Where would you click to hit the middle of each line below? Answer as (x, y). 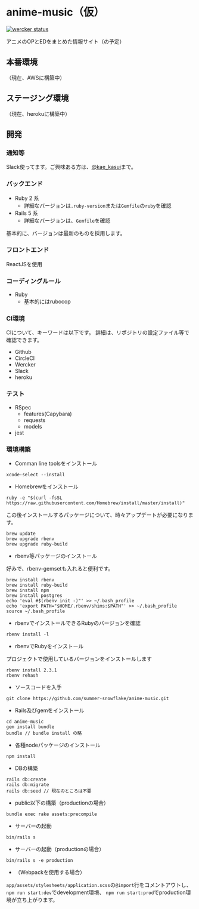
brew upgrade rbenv (30, 539)
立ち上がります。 (37, 900)
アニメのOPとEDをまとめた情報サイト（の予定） (66, 41)
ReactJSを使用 (24, 264)
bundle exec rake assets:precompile (52, 814)
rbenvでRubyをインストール (49, 646)
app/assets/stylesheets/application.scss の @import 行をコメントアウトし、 (99, 885)
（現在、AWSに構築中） (36, 78)
